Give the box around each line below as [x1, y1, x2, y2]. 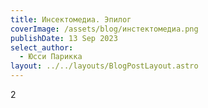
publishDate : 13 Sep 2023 [10, 33, 118, 43]
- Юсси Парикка [19, 52, 83, 62]
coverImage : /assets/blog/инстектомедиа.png [10, 24, 199, 34]
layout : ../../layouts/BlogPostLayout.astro [10, 61, 199, 71]
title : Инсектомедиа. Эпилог [10, 14, 132, 25]
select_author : [10, 42, 74, 53]
